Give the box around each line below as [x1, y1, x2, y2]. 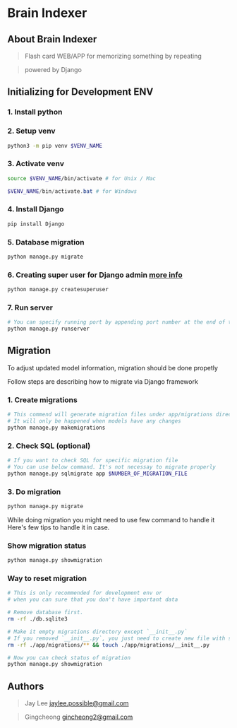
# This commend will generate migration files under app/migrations [7, 411, 213, 418]
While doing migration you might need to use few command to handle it [7, 515, 215, 524]
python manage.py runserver [7, 325, 90, 333]
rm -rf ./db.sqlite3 [7, 616, 68, 623]
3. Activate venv [7, 159, 65, 169]
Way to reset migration [7, 574, 87, 584]
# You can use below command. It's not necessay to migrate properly [7, 464, 217, 471]
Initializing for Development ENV [7, 86, 154, 98]
